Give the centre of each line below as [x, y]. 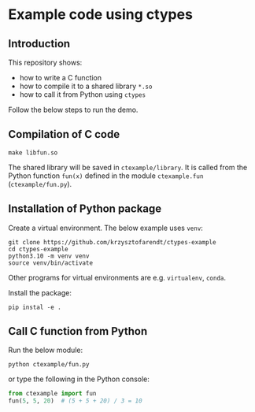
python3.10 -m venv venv [49, 256]
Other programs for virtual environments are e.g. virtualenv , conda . [117, 277]
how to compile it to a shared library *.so [86, 86]
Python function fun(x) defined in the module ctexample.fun [106, 176]
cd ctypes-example [38, 249]
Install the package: [40, 292]
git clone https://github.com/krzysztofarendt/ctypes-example [112, 242]
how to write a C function [61, 78]
